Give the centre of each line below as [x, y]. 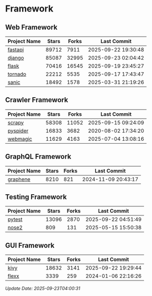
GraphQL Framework [38, 157]
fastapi [16, 50]
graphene [19, 179]
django [16, 58]
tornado [17, 74]
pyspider [18, 131]
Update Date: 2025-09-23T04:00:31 [43, 288]
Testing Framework [36, 197]
